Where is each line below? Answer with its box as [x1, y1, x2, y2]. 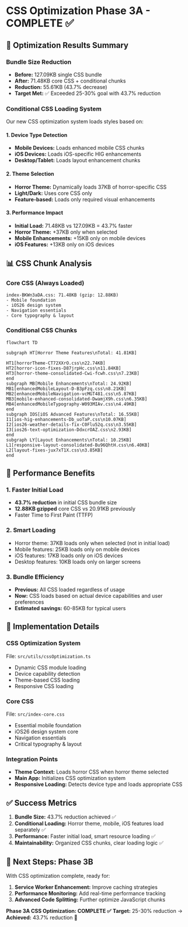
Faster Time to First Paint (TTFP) [14, 511, 93, 519]
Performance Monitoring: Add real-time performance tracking [14, 890, 166, 897]
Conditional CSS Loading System [6, 104, 102, 112]
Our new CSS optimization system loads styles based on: [6, 118, 144, 125]
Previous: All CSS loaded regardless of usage [14, 586, 126, 593]
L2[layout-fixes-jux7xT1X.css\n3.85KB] [6, 447, 103, 453]
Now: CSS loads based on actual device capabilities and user [14, 593, 163, 600]
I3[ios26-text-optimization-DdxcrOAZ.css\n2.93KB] [6, 426, 132, 433]
